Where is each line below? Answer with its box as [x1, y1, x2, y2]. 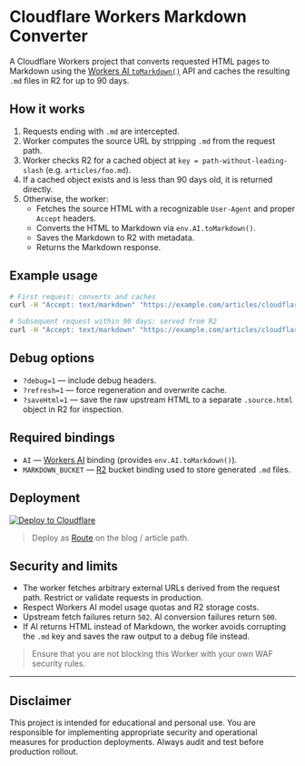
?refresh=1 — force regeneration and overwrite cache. [22, 384, 227, 395]
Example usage [9, 268, 98, 284]
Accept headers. [35, 212, 97, 224]
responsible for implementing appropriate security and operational [9, 727, 258, 738]
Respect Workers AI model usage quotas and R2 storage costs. [22, 602, 260, 613]
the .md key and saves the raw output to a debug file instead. [22, 630, 251, 642]
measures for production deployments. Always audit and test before [9, 737, 264, 748]
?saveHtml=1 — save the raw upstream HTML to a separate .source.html [22, 394, 293, 405]
